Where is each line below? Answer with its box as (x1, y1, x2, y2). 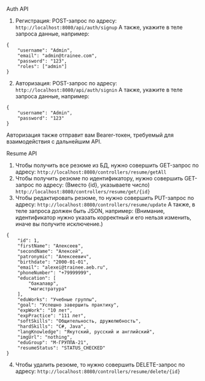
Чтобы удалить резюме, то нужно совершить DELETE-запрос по (15, 361, 185, 368)
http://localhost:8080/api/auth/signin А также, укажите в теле (15, 86, 183, 93)
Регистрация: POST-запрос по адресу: (15, 17, 117, 24)
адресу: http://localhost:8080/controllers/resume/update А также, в (15, 201, 195, 208)
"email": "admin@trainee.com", (17, 53, 98, 59)
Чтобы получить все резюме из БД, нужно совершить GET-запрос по (15, 162, 199, 169)
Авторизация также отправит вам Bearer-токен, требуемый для (6, 131, 174, 139)
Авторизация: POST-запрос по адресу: (15, 80, 118, 87)
